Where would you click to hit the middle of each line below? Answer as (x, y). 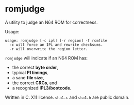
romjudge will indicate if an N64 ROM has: (46, 58)
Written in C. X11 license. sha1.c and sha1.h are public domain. (67, 97)
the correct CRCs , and (34, 83)
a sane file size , (28, 77)
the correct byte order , (35, 67)
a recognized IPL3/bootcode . (42, 88)
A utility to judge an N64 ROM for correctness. (51, 22)
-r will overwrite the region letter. (49, 49)
